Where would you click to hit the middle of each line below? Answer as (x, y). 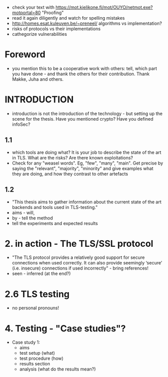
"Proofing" (53, 13)
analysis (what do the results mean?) (58, 369)
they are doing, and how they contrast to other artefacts (70, 174)
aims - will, (23, 212)
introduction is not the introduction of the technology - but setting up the (87, 114)
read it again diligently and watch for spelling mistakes (68, 18)
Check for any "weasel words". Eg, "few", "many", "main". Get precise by (88, 163)
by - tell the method (32, 218)
